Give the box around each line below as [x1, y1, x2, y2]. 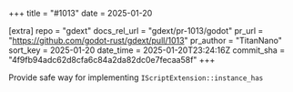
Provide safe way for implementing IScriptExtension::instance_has [8, 72, 264, 83]
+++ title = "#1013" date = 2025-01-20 [8, 8, 153, 18]
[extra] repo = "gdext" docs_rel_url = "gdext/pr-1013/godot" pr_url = [8, 26, 264, 36]
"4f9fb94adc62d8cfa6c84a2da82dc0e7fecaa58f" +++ [8, 55, 216, 65]
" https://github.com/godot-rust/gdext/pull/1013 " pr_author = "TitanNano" [8, 36, 283, 46]
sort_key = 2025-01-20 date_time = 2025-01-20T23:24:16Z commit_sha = [8, 45, 286, 56]
